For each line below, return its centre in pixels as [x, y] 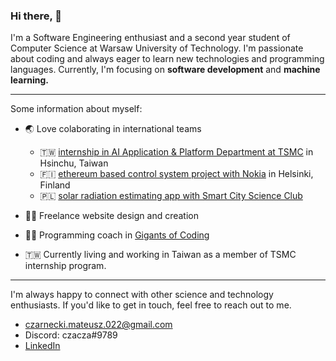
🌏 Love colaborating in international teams [113, 129]
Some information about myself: [76, 109]
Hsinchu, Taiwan [74, 163]
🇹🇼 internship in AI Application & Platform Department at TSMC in [176, 152]
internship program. [65, 266]
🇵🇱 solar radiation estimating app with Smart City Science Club [171, 196]
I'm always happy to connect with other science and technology [142, 295]
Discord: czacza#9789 [71, 335]
